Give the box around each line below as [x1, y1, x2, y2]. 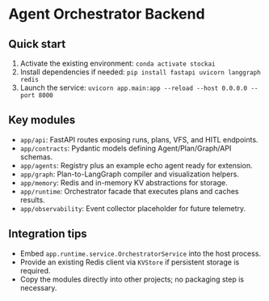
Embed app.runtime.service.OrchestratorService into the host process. [19, 248, 261, 258]
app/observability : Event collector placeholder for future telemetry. [19, 203, 246, 213]
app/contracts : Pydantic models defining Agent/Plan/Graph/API [19, 143, 232, 153]
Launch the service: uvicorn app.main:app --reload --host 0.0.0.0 [19, 83, 248, 92]
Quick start [8, 37, 66, 51]
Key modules [8, 113, 76, 127]
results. [19, 195, 46, 205]
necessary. [19, 282, 57, 292]
